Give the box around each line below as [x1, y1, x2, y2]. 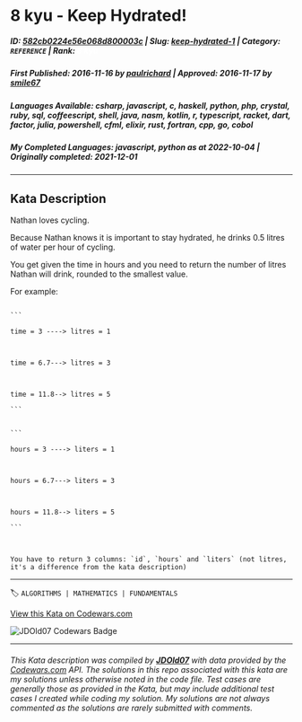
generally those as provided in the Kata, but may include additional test [10, 683, 274, 694]
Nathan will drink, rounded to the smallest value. [10, 269, 189, 279]
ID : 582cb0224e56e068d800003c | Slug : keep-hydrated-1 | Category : [10, 35, 281, 46]
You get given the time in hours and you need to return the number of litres [10, 260, 287, 270]
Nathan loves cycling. [10, 215, 90, 225]
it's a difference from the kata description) [10, 563, 187, 572]
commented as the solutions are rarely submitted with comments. [10, 702, 254, 713]
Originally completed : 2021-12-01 [10, 151, 138, 162]
